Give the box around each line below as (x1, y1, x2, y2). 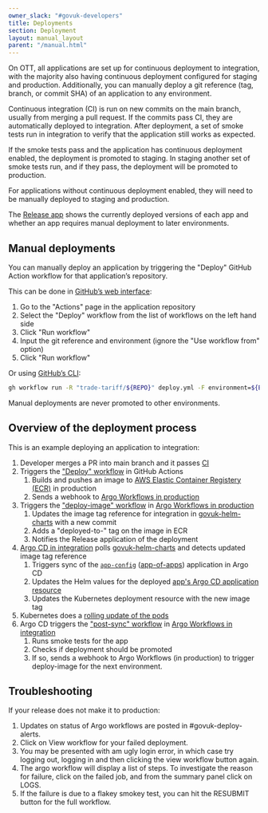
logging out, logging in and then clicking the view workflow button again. (19, 755, 259, 764)
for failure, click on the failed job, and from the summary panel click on (19, 772, 253, 782)
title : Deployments (8, 19, 73, 27)
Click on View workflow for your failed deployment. (19, 738, 189, 748)
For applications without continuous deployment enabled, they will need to (8, 186, 254, 195)
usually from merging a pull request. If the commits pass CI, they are (8, 112, 233, 122)
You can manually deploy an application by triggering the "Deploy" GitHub (8, 262, 252, 272)
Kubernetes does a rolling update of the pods (19, 610, 169, 620)
